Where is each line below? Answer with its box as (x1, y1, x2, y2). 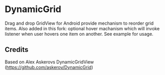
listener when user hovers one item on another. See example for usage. (5, 31, 154, 37)
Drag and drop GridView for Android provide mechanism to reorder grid (5, 20, 154, 26)
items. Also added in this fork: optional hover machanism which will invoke (5, 25, 160, 31)
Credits (5, 45, 29, 54)
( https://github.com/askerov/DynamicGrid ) (5, 64, 93, 70)
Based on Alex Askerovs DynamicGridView (5, 59, 94, 65)
